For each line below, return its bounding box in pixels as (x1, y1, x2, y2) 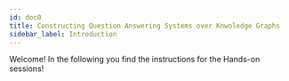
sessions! (9, 63, 44, 74)
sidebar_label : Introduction (9, 29, 117, 38)
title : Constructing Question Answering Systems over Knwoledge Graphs (9, 21, 280, 30)
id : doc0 (9, 12, 42, 22)
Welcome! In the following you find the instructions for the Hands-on (9, 54, 261, 65)
